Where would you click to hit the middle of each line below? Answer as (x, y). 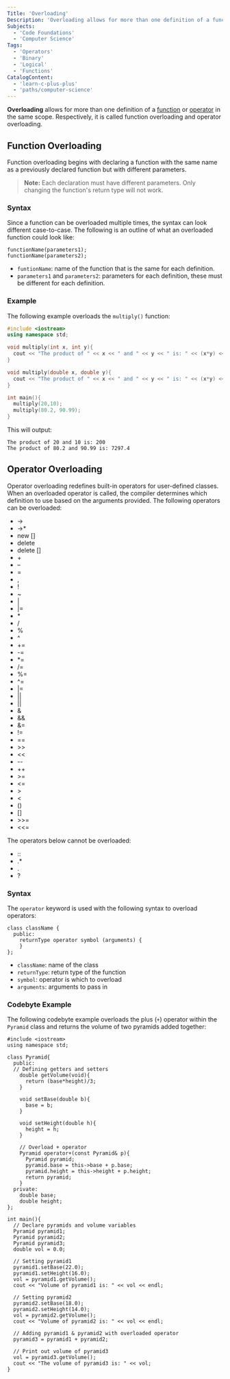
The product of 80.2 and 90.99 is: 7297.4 (68, 449)
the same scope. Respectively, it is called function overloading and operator (114, 117)
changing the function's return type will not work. (93, 190)
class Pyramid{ (29, 1057)
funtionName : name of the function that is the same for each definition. (116, 269)
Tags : (15, 45)
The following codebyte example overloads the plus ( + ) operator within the (112, 1019)
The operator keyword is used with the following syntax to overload (102, 908)
